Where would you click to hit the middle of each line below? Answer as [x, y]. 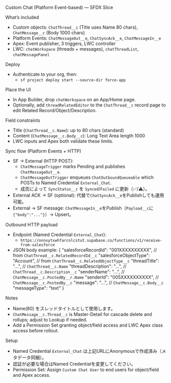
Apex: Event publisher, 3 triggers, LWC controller [64, 44]
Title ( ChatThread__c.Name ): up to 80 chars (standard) [68, 130]
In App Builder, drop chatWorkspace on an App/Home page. [74, 100]
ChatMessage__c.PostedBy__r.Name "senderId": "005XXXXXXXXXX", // [86, 277]
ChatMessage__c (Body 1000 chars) [49, 33]
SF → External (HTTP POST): [43, 161]
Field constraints [23, 120]
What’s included [22, 17]
